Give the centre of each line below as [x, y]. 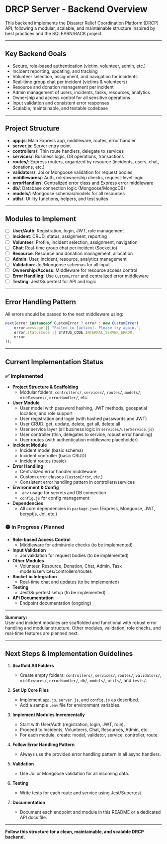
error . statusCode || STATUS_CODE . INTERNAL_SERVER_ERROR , [74, 332]
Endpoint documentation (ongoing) [55, 603]
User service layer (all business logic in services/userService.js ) [87, 429]
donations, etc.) [28, 167]
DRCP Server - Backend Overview [76, 9]
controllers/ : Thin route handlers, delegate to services [68, 151]
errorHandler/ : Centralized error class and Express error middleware [83, 183]
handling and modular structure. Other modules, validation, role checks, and [83, 628]
